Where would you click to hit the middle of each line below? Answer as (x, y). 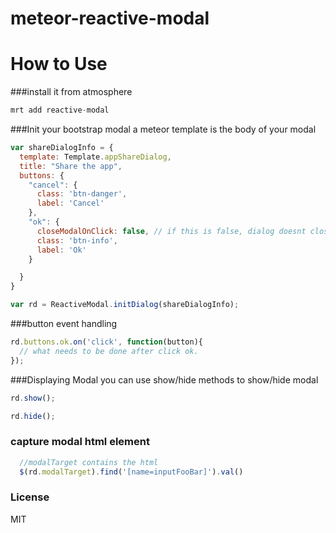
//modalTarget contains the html (89, 462)
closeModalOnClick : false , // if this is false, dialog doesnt (171, 231)
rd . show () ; (33, 398)
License (30, 497)
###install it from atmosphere (71, 92)
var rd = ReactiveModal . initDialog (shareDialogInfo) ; (125, 305)
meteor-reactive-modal (110, 18)
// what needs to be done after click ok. (109, 351)
